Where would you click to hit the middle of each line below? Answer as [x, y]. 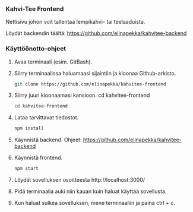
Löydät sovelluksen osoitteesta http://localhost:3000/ [80, 180]
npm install [29, 129]
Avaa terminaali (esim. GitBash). [53, 62]
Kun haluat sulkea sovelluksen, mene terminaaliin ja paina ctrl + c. [95, 203]
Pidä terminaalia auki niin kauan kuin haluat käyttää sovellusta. [90, 191]
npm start [26, 169]
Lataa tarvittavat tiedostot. [46, 118]
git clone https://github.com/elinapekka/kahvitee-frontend [90, 84]
